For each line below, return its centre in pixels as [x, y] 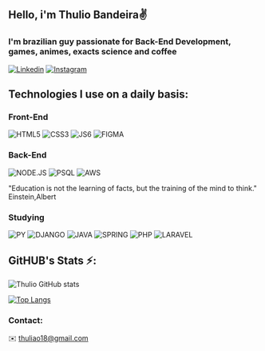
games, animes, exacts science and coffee [93, 52]
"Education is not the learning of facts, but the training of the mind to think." [133, 188]
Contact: [26, 320]
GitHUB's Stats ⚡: [53, 261]
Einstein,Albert [32, 197]
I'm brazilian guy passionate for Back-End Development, [120, 42]
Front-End [28, 117]
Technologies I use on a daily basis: [99, 95]
